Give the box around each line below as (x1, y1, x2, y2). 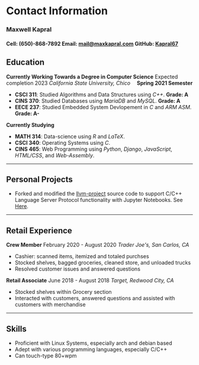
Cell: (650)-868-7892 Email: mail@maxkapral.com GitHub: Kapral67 (6, 40, 179, 47)
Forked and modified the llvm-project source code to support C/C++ (14, 190, 182, 197)
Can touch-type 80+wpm (14, 352, 77, 359)
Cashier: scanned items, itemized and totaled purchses (14, 253, 149, 260)
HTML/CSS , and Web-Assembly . (14, 151, 95, 158)
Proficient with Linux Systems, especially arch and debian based (14, 339, 173, 347)
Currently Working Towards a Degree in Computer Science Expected (6, 73, 178, 80)
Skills (6, 323, 27, 334)
